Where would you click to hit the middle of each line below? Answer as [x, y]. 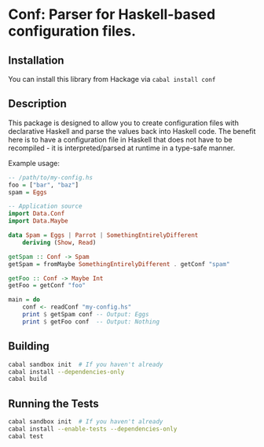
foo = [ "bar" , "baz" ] [44, 185]
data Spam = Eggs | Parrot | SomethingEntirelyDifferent [103, 235]
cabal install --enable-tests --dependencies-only [93, 429]
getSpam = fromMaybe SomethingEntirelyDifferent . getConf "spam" [119, 264]
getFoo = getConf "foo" [47, 286]
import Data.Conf [37, 214]
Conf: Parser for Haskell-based [112, 15]
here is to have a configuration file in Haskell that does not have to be [120, 139]
